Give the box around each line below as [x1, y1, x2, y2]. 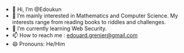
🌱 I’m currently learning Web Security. [11, 25, 107, 32]
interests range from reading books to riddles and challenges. [11, 19, 166, 25]
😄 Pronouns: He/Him [11, 40, 65, 48]
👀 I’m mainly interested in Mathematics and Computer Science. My [11, 12, 179, 19]
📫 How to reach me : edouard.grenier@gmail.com [11, 32, 138, 39]
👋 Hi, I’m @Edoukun [11, 6, 62, 13]
